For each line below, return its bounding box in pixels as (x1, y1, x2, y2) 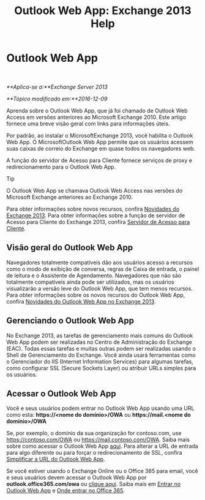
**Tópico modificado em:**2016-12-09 (6, 95, 108, 102)
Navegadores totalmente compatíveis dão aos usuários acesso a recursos (6, 258, 193, 266)
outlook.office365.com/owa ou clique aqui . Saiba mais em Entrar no (6, 480, 181, 488)
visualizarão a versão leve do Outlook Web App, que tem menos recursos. (6, 285, 193, 292)
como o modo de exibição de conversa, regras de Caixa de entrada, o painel (6, 265, 199, 272)
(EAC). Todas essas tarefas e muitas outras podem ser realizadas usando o (6, 345, 196, 352)
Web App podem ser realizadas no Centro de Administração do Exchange (6, 338, 193, 346)
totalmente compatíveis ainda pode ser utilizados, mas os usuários (6, 278, 174, 285)
